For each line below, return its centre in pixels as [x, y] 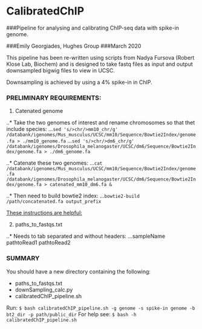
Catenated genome [39, 111]
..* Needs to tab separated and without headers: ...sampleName [86, 236]
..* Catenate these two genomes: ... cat [54, 163]
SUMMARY [23, 258]
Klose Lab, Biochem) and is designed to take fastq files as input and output [100, 64]
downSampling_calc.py [44, 289]
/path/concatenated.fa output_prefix [54, 202]
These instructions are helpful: [44, 213]
